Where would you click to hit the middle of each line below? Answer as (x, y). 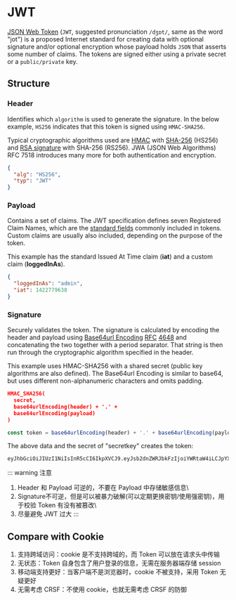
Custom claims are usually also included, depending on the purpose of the (115, 235)
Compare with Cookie (55, 536)
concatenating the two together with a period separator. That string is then (115, 345)
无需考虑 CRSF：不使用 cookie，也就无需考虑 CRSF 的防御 (102, 589)
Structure (29, 84)
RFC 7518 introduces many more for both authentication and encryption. (112, 155)
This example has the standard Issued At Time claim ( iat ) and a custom (110, 256)
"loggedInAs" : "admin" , (48, 284)
